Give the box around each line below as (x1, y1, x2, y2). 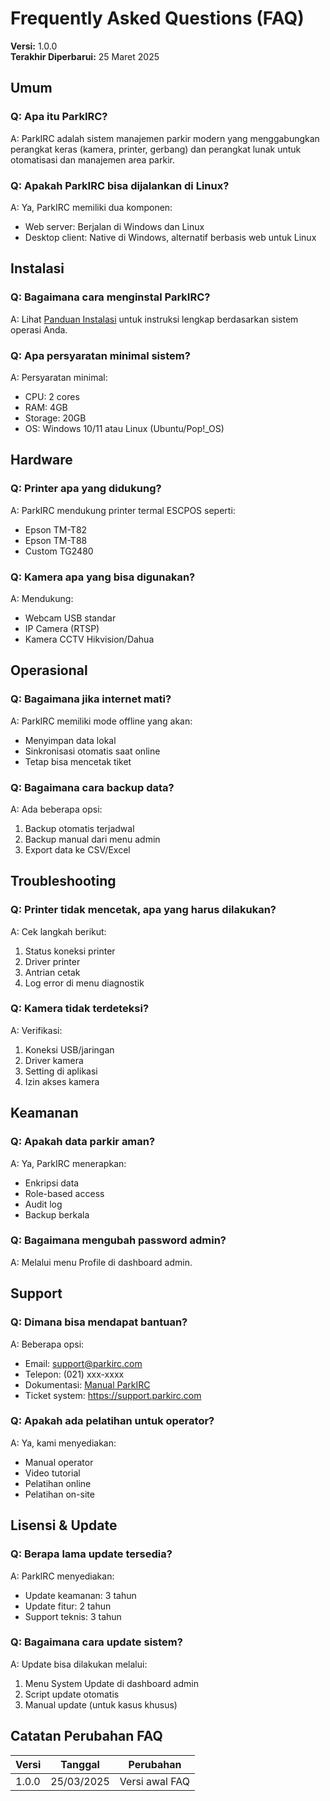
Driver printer (24, 955, 81, 967)
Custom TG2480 (24, 545, 94, 557)
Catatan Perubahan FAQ (10, 1728, 163, 1745)
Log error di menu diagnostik (24, 977, 145, 989)
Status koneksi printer (24, 945, 116, 957)
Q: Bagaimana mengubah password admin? (10, 1233, 227, 1247)
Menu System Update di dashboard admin (24, 1677, 199, 1689)
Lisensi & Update (10, 1517, 118, 1534)
